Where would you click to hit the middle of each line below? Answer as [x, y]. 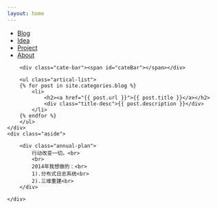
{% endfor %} [38, 115]
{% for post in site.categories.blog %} [78, 86]
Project [27, 47]
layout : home [26, 13]
